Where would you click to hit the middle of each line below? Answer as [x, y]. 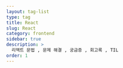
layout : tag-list [28, 12]
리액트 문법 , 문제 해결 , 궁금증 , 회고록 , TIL [65, 50]
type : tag [19, 17]
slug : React [21, 28]
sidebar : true [24, 39]
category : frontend [30, 34]
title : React [22, 22]
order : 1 [17, 56]
